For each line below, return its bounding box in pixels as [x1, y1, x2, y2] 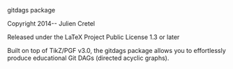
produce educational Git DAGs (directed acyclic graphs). [7, 54, 170, 62]
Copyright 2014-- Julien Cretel [7, 20, 96, 27]
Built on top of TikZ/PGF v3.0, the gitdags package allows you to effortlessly [7, 47, 227, 54]
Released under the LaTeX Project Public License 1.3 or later [7, 33, 180, 41]
